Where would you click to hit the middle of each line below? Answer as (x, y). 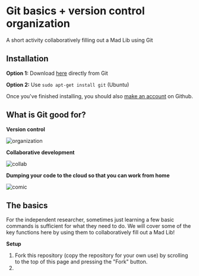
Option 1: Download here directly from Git (57, 73)
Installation (27, 59)
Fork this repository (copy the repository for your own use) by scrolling (101, 255)
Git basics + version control (76, 11)
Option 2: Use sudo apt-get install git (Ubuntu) (68, 84)
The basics (27, 206)
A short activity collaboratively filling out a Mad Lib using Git (80, 40)
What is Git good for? (46, 115)
